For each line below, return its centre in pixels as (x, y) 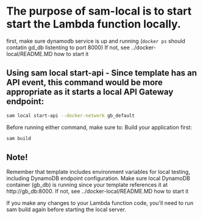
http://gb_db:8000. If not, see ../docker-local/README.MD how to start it (98, 191)
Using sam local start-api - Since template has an (101, 73)
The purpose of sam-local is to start (99, 11)
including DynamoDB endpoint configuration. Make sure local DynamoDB (98, 178)
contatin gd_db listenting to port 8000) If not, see (68, 47)
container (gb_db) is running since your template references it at (87, 185)
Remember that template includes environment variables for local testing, (98, 172)
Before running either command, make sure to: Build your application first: (99, 127)
